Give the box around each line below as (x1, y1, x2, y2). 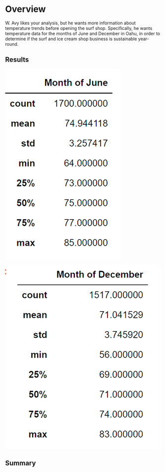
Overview (5, 3, 46, 15)
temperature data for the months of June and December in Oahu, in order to (5, 30, 160, 36)
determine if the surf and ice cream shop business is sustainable (5, 36, 137, 42)
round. (5, 41, 19, 47)
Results (5, 56, 29, 64)
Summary (5, 459, 36, 468)
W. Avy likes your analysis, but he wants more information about (5, 20, 136, 26)
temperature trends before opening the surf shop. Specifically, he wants (5, 25, 153, 31)
